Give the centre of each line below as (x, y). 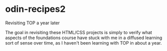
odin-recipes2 (36, 9)
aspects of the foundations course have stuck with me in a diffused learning (84, 38)
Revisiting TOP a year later (33, 23)
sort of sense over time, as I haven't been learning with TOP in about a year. (83, 43)
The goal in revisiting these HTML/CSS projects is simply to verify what (79, 32)
